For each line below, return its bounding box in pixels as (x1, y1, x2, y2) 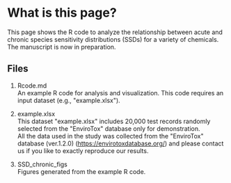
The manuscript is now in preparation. (7, 42, 116, 51)
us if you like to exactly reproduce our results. (17, 146, 149, 154)
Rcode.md (17, 81, 47, 90)
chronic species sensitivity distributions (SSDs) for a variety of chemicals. (7, 35, 219, 43)
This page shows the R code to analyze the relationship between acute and (7, 28, 223, 36)
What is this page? (7, 5, 117, 21)
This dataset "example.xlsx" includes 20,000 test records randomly (17, 117, 211, 125)
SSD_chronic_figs (17, 160, 67, 168)
